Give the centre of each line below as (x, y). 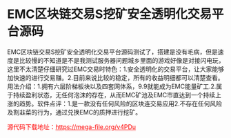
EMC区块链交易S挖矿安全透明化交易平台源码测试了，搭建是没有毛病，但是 (113, 52)
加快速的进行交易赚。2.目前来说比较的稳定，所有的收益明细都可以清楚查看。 (115, 77)
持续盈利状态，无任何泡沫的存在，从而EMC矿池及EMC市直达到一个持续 (114, 95)
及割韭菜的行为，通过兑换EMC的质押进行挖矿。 (74, 112)
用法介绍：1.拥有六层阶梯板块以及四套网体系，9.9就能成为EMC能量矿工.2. (112, 86)
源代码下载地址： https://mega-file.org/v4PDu (72, 127)
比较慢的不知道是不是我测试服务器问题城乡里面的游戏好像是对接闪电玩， (122, 60)
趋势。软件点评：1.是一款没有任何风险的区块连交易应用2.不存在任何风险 (121, 103)
